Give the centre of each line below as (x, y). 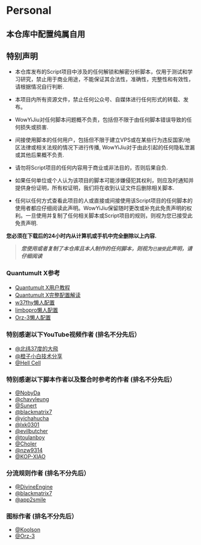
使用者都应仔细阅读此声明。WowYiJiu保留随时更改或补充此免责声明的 (101, 208)
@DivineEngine (34, 487)
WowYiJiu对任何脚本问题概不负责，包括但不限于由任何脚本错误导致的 (101, 120)
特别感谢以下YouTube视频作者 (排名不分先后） (73, 335)
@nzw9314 (29, 450)
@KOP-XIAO (30, 457)
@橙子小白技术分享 (39, 356)
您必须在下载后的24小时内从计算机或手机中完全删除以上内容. (82, 236)
